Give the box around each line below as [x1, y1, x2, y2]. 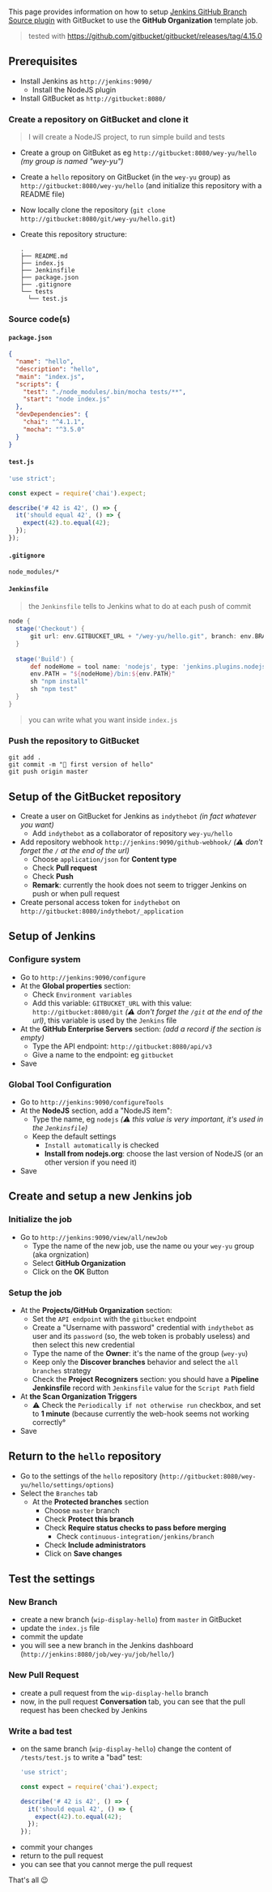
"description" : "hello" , [15, 365, 100, 373]
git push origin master [8, 768, 89, 776]
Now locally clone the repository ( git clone [19, 205, 166, 215]
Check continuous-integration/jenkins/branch [56, 1531, 215, 1541]
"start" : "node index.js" [23, 395, 111, 404]
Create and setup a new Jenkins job [8, 1190, 193, 1203]
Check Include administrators [44, 1540, 147, 1550]
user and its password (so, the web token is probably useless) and [32, 1331, 250, 1341]
